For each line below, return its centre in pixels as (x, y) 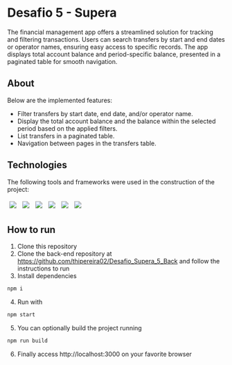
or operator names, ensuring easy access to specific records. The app (108, 47)
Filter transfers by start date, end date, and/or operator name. (105, 113)
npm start (21, 315)
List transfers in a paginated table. (66, 136)
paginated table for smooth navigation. (62, 61)
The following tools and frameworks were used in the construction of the (111, 181)
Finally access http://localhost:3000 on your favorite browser (105, 354)
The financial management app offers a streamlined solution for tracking (110, 32)
